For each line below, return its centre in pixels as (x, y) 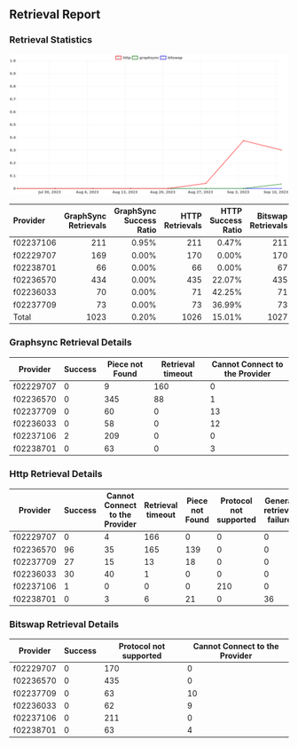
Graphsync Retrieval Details (71, 343)
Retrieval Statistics (51, 40)
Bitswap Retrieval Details (64, 624)
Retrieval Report (55, 15)
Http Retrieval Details (56, 474)
